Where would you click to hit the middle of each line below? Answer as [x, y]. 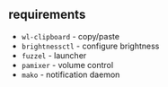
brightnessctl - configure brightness [90, 46]
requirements [47, 15]
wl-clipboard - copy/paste [71, 36]
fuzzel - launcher [54, 55]
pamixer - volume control [67, 65]
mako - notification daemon [71, 74]
